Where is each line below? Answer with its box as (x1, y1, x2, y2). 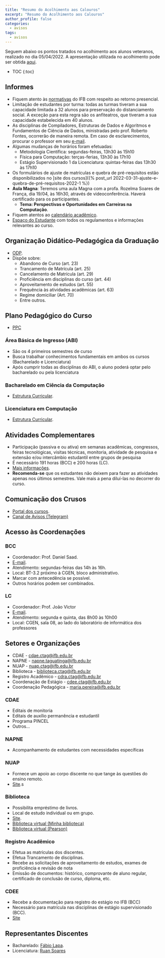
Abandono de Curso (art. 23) (19, 260, 79, 266)
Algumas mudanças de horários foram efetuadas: (12, 143, 113, 149)
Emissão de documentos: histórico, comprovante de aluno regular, (12, 870, 147, 876)
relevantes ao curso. (12, 222, 54, 228)
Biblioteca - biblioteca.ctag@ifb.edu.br (12, 668, 91, 674)
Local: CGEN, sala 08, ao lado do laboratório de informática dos (12, 619, 142, 625)
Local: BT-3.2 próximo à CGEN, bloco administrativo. (12, 570, 119, 576)
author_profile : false (5, 16, 52, 21)
